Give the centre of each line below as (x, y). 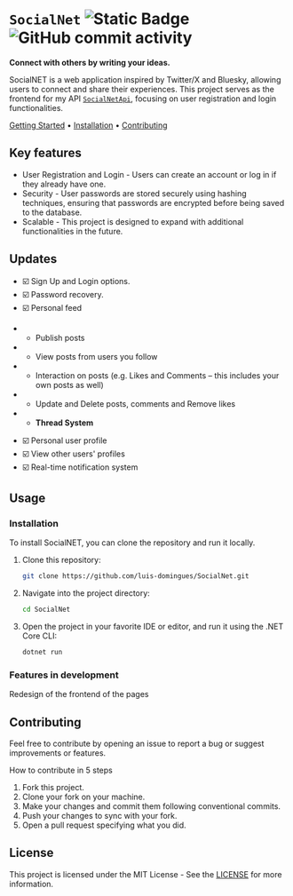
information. (32, 884)
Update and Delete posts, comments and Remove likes (135, 403)
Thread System (64, 423)
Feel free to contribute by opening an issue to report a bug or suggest (137, 743)
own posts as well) (69, 385)
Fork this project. (53, 787)
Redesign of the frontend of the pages (79, 694)
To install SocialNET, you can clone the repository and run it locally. (132, 543)
